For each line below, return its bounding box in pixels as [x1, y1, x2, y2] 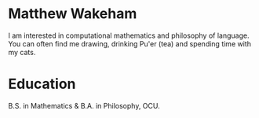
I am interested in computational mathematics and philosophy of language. [8, 31, 250, 40]
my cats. [8, 47, 36, 57]
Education [8, 76, 76, 93]
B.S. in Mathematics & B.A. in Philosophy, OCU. [8, 101, 161, 110]
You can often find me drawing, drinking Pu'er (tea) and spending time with [8, 39, 251, 48]
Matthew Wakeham [8, 5, 137, 23]
